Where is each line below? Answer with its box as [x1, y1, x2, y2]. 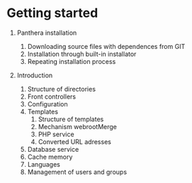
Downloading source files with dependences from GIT [27, 42, 186, 50]
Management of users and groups [27, 167, 128, 176]
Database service [27, 145, 79, 153]
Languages [27, 160, 61, 168]
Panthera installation [16, 28, 77, 37]
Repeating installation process [27, 57, 116, 65]
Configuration [27, 99, 68, 108]
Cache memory [27, 152, 73, 161]
